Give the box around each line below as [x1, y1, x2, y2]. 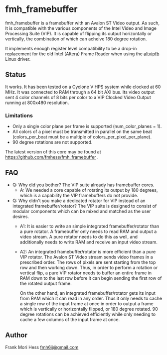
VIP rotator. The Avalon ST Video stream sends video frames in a [19, 254, 153, 260]
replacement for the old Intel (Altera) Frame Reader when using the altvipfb [5, 51, 160, 57]
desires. [12, 213, 29, 220]
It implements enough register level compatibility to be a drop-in [5, 45, 137, 51]
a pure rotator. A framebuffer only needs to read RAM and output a [19, 228, 157, 235]
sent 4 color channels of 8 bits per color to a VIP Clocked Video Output [5, 94, 151, 100]
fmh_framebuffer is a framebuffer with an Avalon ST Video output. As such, [5, 20, 160, 26]
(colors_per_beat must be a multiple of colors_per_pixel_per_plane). [12, 134, 152, 140]
